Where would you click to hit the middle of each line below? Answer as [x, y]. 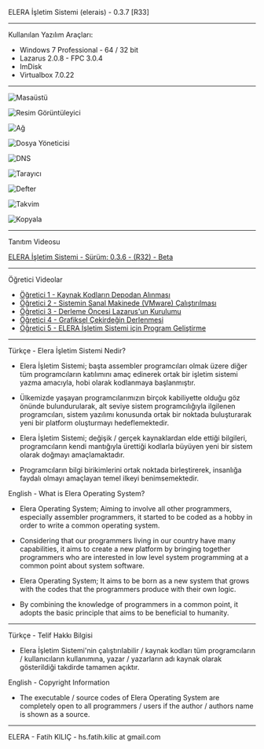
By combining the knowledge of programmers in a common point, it [128, 604]
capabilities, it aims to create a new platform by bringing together [125, 549]
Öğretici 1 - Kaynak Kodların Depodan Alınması [95, 295]
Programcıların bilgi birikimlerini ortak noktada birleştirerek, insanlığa [130, 470]
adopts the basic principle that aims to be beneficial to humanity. [124, 613]
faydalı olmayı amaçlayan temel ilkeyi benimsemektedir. [109, 478]
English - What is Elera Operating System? [77, 493]
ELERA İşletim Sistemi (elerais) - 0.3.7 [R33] [79, 12]
